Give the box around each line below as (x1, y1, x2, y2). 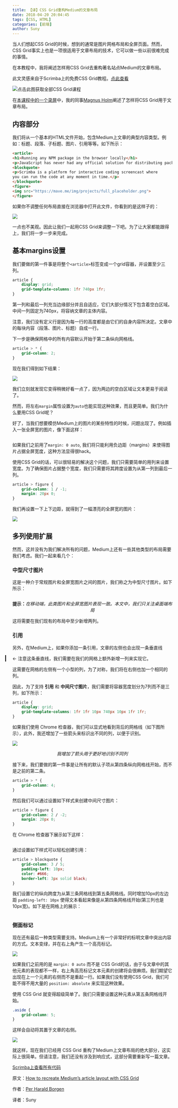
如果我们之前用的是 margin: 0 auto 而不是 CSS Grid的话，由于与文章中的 (12, 961, 165, 967)
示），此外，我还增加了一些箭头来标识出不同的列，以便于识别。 (12, 731, 144, 737)
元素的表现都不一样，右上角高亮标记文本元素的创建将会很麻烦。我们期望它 (16, 967, 172, 974)
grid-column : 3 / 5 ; (21, 862, 65, 867)
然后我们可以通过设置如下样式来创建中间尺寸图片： (12, 797, 119, 803)
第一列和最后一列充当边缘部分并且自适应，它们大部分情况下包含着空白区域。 (12, 302, 172, 307)
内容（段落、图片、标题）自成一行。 (25, 325, 101, 331)
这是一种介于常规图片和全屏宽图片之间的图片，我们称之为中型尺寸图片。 (12, 579, 163, 585)
